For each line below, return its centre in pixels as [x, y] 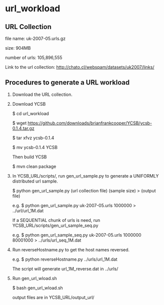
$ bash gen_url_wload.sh [37, 288]
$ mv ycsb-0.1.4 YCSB [35, 147]
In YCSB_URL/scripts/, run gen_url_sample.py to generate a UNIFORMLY [85, 176]
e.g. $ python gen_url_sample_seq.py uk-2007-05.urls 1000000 [77, 235]
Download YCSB [29, 104]
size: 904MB [18, 48]
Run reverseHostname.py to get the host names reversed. [71, 249]
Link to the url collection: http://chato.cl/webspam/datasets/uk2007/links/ [80, 67]
